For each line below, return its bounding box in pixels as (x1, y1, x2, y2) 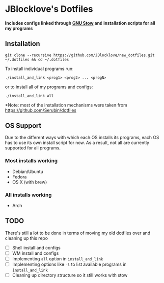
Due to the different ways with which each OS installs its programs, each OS (5, 135, 160, 141)
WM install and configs (12, 250, 59, 256)
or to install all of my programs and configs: (5, 84, 93, 90)
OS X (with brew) (12, 179, 47, 185)
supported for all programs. (5, 145, 61, 151)
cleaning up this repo (5, 235, 48, 241)
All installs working (5, 191, 52, 198)
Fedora (12, 174, 27, 179)
